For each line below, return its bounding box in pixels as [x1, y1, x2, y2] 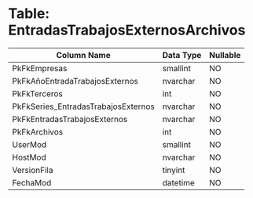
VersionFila [12, 164, 53, 175]
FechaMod [12, 177, 52, 188]
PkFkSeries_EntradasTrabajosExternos [12, 101, 155, 112]
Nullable [209, 49, 241, 60]
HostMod [12, 152, 47, 163]
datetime [162, 177, 195, 188]
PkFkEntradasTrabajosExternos [12, 113, 128, 124]
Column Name [56, 49, 112, 60]
